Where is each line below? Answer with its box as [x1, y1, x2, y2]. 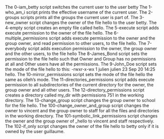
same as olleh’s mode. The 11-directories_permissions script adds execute [5, 77, 155, 82]
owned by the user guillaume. [5, 129, 65, 134]
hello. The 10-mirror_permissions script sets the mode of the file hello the [5, 72, 153, 77]
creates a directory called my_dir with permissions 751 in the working [5, 92, 144, 98]
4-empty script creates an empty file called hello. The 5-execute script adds [5, 25, 159, 31]
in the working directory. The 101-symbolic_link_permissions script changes [5, 113, 158, 119]
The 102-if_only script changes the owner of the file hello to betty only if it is [5, 123, 159, 129]
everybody [5, 46, 27, 51]
